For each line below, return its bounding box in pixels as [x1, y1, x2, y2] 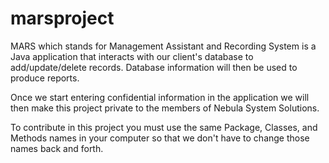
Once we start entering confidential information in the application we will [10, 91, 310, 103]
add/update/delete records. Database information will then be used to [10, 61, 298, 73]
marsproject [10, 7, 115, 30]
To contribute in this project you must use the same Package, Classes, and [10, 121, 318, 133]
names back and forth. [10, 142, 104, 154]
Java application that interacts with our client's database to [10, 50, 254, 62]
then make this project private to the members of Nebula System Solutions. [10, 102, 320, 114]
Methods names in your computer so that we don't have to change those [10, 132, 310, 144]
